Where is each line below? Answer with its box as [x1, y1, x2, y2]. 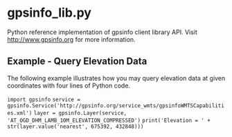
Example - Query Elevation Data [7, 56, 148, 67]
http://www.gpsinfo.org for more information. [7, 35, 136, 43]
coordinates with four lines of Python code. [7, 81, 130, 90]
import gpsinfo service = [7, 96, 81, 103]
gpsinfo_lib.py [7, 5, 92, 21]
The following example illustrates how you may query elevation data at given [7, 74, 226, 82]
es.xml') [7, 109, 33, 116]
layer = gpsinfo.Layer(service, [33, 109, 127, 116]
